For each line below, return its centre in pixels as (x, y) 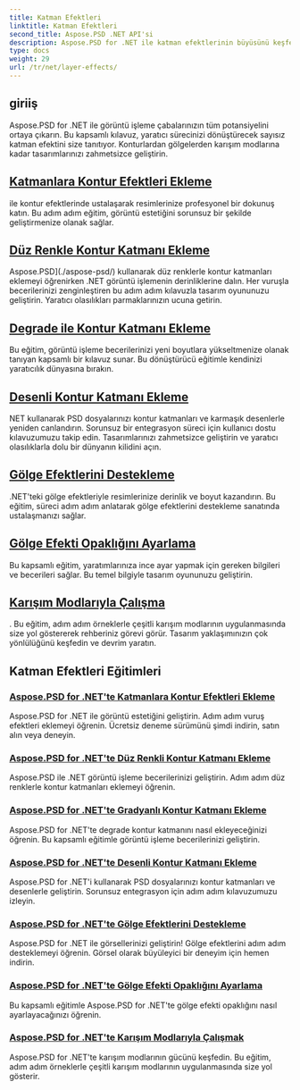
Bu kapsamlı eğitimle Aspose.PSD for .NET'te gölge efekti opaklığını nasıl (143, 1005)
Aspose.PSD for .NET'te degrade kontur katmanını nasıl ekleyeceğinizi (138, 830)
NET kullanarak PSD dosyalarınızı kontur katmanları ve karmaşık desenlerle (147, 418)
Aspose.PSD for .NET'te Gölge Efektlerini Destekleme (128, 924)
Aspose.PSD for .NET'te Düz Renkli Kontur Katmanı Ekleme (140, 758)
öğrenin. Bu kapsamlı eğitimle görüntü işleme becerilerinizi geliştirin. (135, 839)
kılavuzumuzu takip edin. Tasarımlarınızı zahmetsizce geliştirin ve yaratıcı (144, 437)
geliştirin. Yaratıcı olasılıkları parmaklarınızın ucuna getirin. (116, 300)
